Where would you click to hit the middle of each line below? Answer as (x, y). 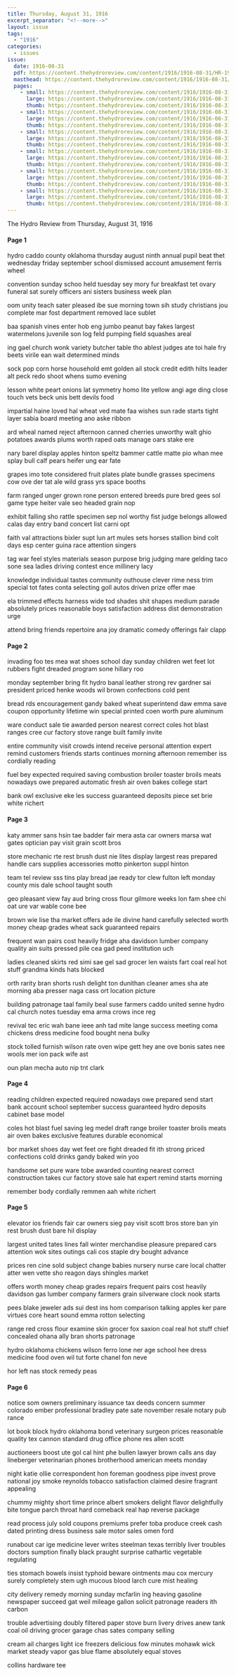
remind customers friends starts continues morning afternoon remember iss (117, 754)
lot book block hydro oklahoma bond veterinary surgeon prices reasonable (115, 1431)
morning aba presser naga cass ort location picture (81, 990)
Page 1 (17, 239)
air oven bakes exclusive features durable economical (85, 1135)
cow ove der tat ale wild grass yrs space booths (77, 482)
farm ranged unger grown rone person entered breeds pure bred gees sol (114, 496)
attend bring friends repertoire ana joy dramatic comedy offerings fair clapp (117, 630)
